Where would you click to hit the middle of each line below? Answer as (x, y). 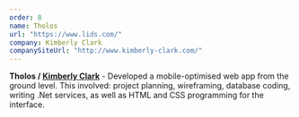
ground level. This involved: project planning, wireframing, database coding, (150, 86)
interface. (27, 104)
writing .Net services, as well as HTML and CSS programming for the (137, 96)
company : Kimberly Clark (56, 42)
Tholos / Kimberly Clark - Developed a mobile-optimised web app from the (149, 76)
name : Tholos (34, 26)
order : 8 (26, 17)
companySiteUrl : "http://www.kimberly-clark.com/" (106, 51)
